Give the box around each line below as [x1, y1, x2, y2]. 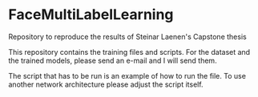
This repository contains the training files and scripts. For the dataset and [8, 47, 251, 56]
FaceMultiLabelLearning [8, 6, 174, 24]
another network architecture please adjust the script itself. [8, 80, 204, 89]
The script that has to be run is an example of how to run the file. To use [8, 71, 247, 80]
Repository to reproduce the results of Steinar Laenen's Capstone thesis [8, 32, 247, 41]
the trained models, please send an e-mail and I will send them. [8, 56, 218, 65]
